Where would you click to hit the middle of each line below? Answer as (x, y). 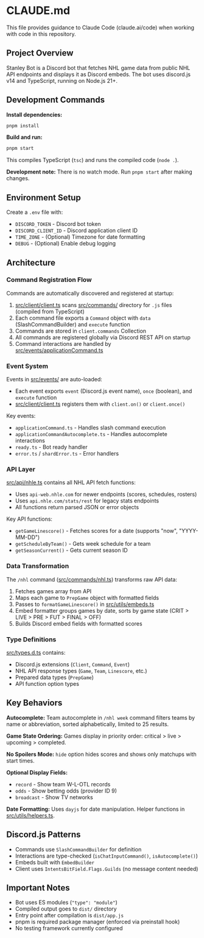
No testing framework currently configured (69, 928)
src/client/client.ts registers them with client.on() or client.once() (100, 404)
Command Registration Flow (49, 280)
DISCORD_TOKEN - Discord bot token (58, 224)
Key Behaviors (34, 703)
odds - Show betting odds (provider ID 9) (66, 791)
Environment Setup (44, 198)
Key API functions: (30, 519)
